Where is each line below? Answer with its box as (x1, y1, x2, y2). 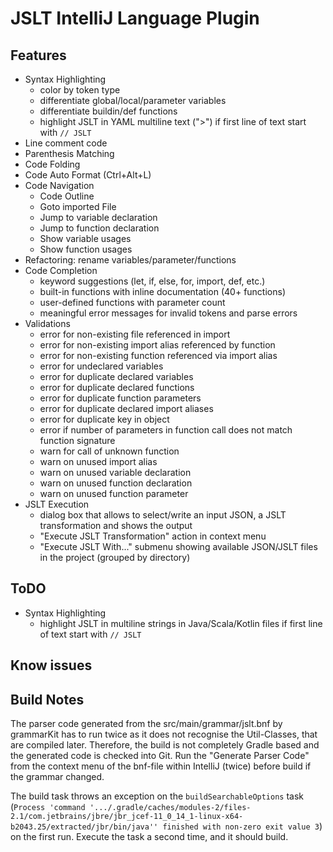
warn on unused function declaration (39, 477, 193, 489)
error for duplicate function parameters (39, 392, 202, 404)
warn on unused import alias (39, 456, 158, 467)
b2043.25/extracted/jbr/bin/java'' (10, 822, 159, 832)
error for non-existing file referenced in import (39, 328, 231, 340)
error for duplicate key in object (39, 413, 170, 425)
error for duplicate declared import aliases (39, 403, 214, 414)
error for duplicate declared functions (39, 382, 195, 393)
